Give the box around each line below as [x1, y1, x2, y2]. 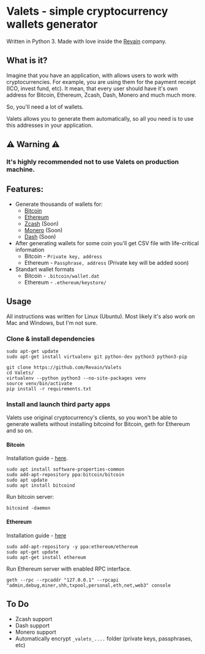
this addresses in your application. [6, 121, 93, 129]
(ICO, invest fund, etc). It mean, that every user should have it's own [6, 85, 178, 92]
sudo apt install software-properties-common [6, 466, 124, 473]
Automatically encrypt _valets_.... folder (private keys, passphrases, [15, 634, 193, 642]
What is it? [6, 55, 48, 66]
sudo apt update [6, 477, 48, 484]
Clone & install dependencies [6, 334, 95, 343]
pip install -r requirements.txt [6, 386, 92, 392]
